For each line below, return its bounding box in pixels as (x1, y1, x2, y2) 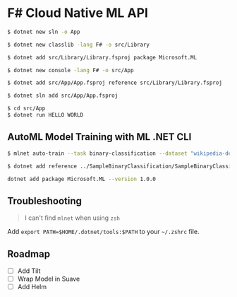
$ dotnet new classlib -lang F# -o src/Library (7, 41, 150, 48)
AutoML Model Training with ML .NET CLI (7, 131, 192, 143)
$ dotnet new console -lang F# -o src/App (7, 66, 134, 74)
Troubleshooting (7, 194, 83, 206)
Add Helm (17, 283, 47, 291)
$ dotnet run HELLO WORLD (7, 112, 83, 119)
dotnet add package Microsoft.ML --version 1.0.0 (7, 175, 157, 182)
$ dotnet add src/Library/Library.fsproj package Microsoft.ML (7, 54, 197, 61)
